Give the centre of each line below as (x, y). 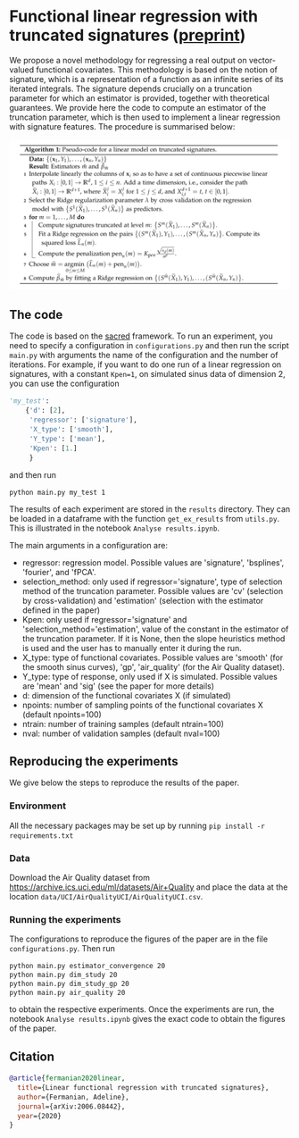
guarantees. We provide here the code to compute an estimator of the (137, 107)
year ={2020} (40, 1116)
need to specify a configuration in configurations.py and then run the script (149, 346)
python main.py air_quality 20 (67, 993)
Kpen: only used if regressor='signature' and (104, 619)
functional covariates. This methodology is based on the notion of (157, 70)
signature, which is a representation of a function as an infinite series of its (146, 79)
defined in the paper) (61, 610)
